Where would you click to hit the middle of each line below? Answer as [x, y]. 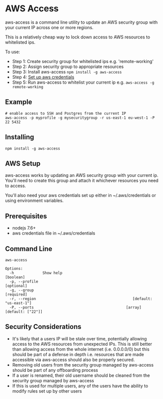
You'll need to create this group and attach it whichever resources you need [82, 181]
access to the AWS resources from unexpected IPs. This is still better [82, 344]
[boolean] [15, 277]
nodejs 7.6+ [24, 228]
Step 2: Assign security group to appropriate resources [68, 66]
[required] [16, 295]
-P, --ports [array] [75, 307]
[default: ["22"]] [24, 312]
